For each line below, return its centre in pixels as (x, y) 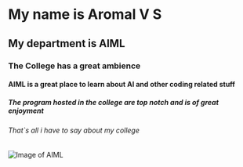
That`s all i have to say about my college (74, 130)
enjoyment (26, 111)
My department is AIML (67, 44)
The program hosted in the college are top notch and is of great (114, 102)
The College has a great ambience (74, 66)
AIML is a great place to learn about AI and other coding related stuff (121, 85)
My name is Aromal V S (85, 15)
